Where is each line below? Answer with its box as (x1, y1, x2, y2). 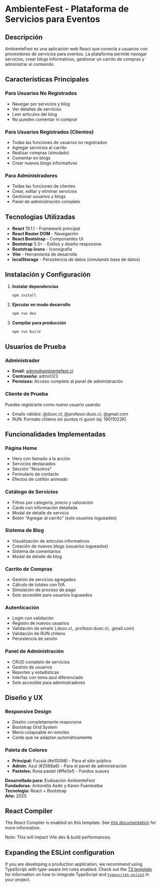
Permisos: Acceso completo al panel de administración (12, 378, 123, 384)
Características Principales (5, 75, 89, 83)
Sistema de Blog (5, 527, 44, 534)
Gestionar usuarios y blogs (12, 194, 66, 199)
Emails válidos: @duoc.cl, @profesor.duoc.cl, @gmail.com (12, 411, 129, 417)
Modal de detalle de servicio (12, 510, 69, 516)
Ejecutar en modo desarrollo (12, 302, 71, 307)
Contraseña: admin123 (12, 373, 58, 379)
